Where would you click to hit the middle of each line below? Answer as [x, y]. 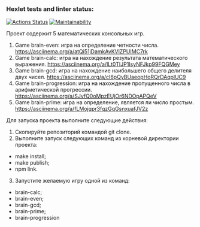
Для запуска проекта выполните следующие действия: [77, 120]
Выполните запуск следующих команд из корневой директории [97, 138]
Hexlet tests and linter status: [50, 9]
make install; [30, 156]
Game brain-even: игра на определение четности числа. [87, 45]
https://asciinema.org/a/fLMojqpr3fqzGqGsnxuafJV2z [81, 109]
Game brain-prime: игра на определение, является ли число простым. [104, 102]
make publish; [32, 163]
